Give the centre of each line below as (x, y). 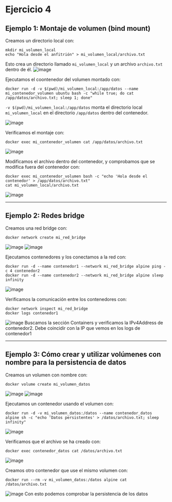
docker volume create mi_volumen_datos (48, 384)
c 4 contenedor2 (23, 271)
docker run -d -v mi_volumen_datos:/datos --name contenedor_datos (79, 413)
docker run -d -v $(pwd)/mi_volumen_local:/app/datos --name (72, 89)
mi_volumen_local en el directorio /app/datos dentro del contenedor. (77, 113)
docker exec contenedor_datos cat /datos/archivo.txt (64, 451)
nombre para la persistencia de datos (66, 363)
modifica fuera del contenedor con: (43, 167)
